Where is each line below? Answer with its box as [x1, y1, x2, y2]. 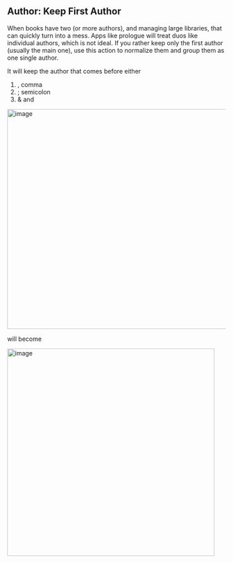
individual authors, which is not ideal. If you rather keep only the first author [7, 38, 223, 47]
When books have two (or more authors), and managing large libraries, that [7, 24, 222, 32]
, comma [17, 80, 43, 89]
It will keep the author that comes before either [7, 67, 141, 75]
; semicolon [17, 87, 51, 96]
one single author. [7, 53, 59, 62]
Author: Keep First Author [7, 6, 121, 17]
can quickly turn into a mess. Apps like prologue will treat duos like [7, 31, 198, 40]
